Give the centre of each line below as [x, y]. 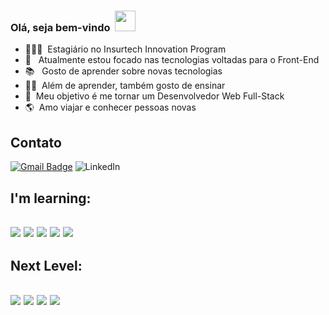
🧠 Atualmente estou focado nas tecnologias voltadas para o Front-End [172, 60]
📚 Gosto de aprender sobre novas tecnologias [123, 71]
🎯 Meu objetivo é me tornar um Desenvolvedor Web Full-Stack [154, 96]
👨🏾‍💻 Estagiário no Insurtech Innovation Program [125, 49]
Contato [36, 142]
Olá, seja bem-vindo [60, 27]
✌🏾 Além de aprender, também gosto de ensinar [125, 86]
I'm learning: [51, 198]
